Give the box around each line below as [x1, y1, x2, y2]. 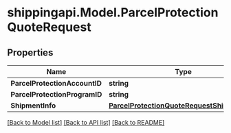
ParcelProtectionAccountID [10, 79, 102, 88]
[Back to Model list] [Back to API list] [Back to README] [7, 119, 165, 126]
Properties [7, 47, 54, 58]
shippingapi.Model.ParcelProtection [7, 5, 219, 21]
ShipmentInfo [10, 101, 56, 110]
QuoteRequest [7, 19, 91, 35]
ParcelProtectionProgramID [10, 90, 102, 99]
